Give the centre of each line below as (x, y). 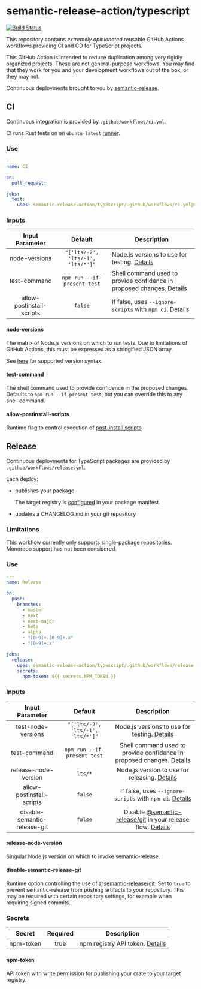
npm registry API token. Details (123, 944)
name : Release (24, 582)
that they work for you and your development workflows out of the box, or (97, 70)
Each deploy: (22, 479)
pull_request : (29, 183)
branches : (29, 604)
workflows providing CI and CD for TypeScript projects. (74, 46)
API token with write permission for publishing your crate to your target (94, 973)
